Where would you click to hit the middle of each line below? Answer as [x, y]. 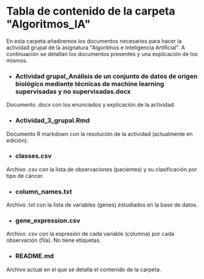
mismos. [17, 60]
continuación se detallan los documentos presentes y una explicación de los [102, 54]
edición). [17, 140]
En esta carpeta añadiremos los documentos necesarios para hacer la [94, 41]
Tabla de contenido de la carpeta [91, 11]
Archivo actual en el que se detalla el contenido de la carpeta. [84, 269]
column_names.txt [44, 191]
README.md [34, 256]
